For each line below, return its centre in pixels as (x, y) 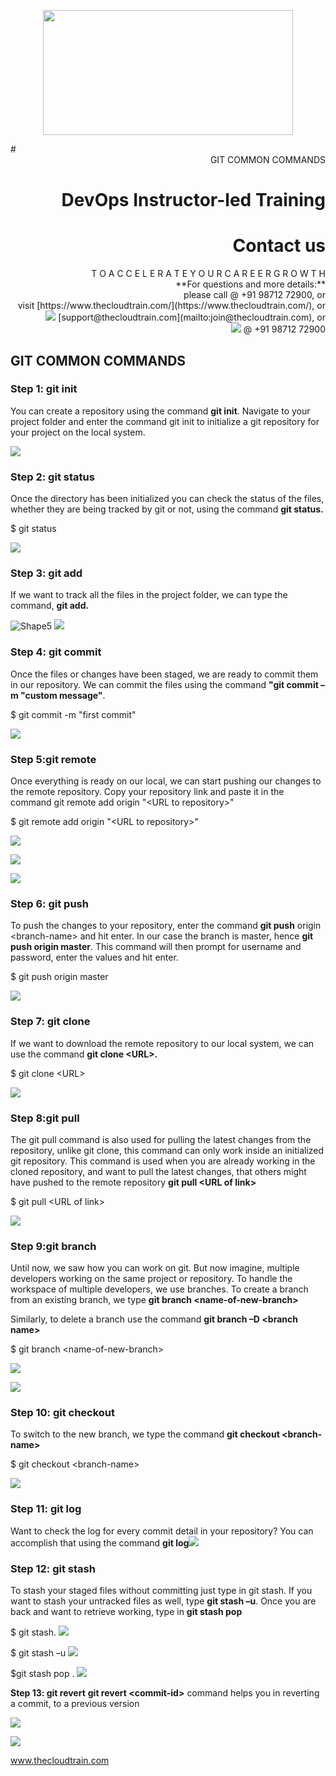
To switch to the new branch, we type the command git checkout (145, 1434)
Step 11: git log (46, 1509)
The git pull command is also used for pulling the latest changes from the (161, 1139)
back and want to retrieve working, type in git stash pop (126, 1612)
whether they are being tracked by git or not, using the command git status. (167, 509)
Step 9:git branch (53, 1246)
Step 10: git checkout (63, 1413)
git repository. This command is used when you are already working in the (163, 1161)
